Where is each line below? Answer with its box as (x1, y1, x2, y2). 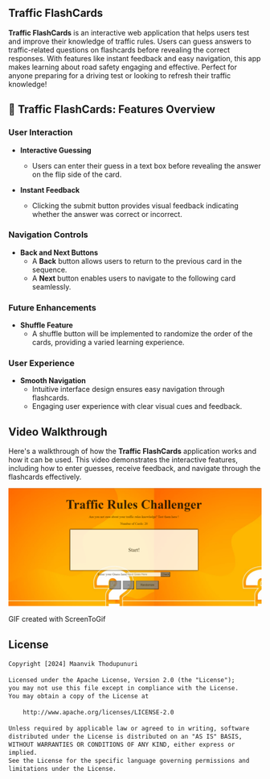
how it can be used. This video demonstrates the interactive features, (8, 455, 239, 464)
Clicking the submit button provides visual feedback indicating (31, 201, 239, 210)
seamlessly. (31, 281, 72, 291)
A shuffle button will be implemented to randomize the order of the (31, 329, 253, 339)
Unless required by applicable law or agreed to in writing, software (8, 725, 250, 733)
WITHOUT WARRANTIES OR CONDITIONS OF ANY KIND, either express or (8, 741, 235, 749)
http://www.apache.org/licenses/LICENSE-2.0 (22, 709, 174, 717)
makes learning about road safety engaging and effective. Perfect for (8, 62, 238, 72)
